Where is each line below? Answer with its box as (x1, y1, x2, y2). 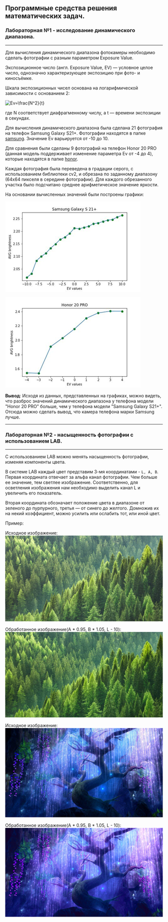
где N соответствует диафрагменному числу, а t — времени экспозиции (5, 110, 161, 116)
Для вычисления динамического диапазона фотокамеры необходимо (5, 49, 155, 55)
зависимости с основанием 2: (5, 90, 70, 96)
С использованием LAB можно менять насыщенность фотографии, (5, 453, 149, 459)
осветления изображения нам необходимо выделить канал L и (5, 484, 140, 490)
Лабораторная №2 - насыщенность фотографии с (5, 431, 133, 438)
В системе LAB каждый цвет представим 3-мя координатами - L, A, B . (5, 468, 158, 474)
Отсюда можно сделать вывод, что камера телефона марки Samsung (5, 408, 155, 415)
